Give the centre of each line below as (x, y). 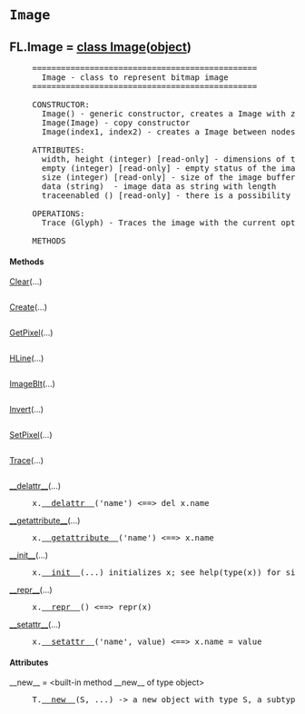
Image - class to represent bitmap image (135, 78)
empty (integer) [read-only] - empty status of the (159, 169)
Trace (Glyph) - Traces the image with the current (159, 223)
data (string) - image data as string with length (159, 187)
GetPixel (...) (31, 332)
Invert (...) (26, 410)
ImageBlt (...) (33, 384)
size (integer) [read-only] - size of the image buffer (168, 178)
